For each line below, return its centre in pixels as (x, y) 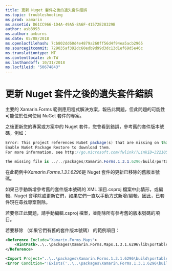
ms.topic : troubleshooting (34, 15)
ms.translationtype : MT (31, 53)
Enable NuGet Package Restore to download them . (58, 147)
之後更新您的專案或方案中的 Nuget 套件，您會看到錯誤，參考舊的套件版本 (83, 127)
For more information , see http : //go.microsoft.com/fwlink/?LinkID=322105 (87, 152)
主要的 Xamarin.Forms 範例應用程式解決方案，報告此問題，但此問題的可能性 (85, 109)
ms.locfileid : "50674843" (33, 67)
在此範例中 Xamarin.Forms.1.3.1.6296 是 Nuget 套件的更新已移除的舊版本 (80, 172)
